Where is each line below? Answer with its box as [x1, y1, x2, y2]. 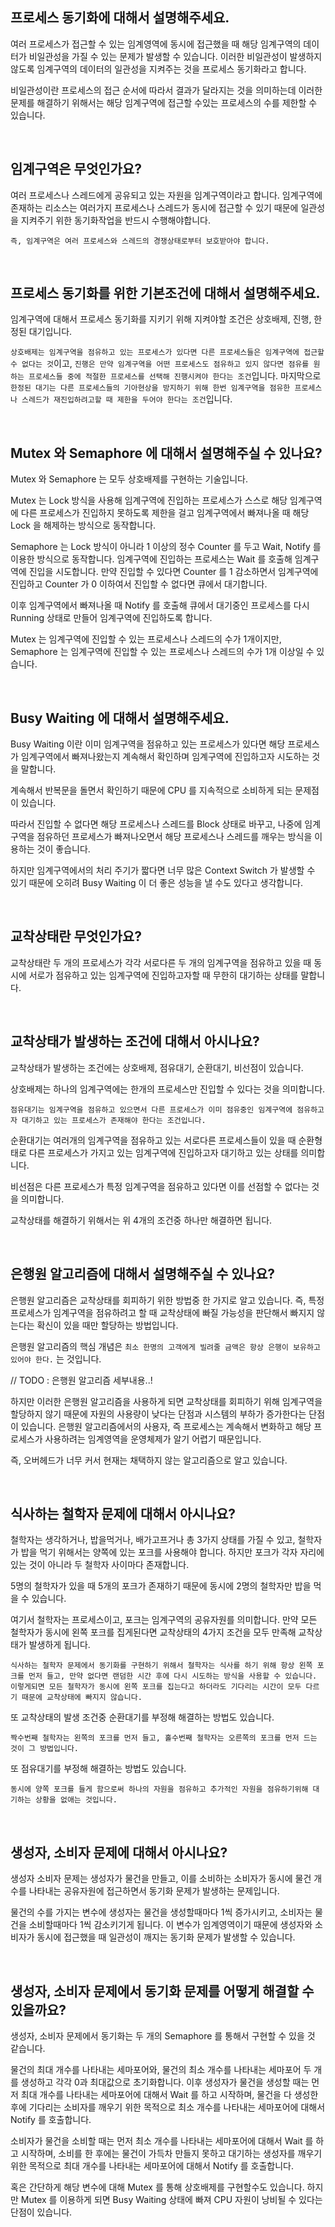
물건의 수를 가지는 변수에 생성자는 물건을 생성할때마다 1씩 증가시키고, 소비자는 [10, 1906, 313, 1918]
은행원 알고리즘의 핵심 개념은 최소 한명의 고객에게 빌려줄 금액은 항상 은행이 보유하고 [10, 1340, 321, 1352]
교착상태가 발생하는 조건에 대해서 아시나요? [10, 1033, 260, 1050]
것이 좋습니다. [36, 843, 91, 855]
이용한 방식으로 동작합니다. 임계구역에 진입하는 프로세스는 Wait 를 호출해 [10, 553, 293, 565]
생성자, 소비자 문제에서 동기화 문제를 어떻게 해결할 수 [10, 1983, 315, 2000]
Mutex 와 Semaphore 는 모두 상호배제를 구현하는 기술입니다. [10, 473, 249, 485]
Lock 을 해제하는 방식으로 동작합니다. [10, 519, 157, 532]
